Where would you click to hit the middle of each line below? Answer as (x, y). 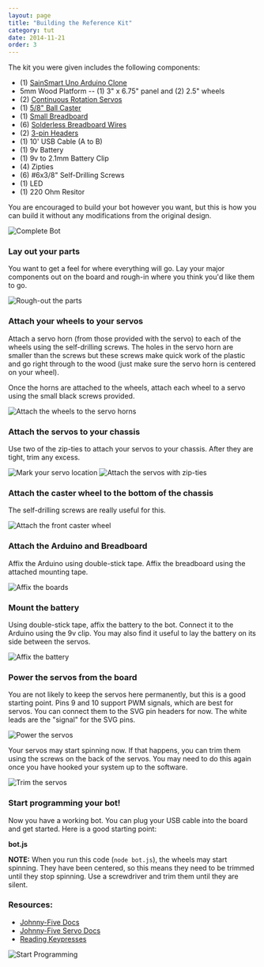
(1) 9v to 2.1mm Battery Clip (64, 158)
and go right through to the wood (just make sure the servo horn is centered (132, 364)
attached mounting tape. (48, 572)
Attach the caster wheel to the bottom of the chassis (111, 493)
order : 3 (23, 45)
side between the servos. (49, 641)
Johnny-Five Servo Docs (60, 931)
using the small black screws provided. (72, 395)
